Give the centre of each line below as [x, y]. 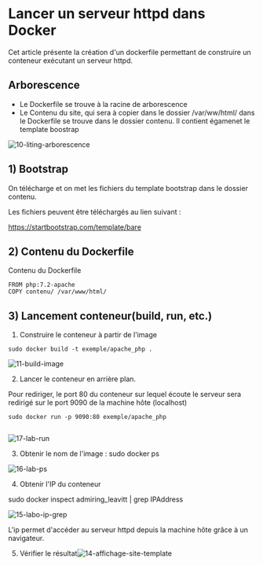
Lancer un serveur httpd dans [107, 14]
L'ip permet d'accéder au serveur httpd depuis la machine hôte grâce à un [128, 530]
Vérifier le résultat [48, 553]
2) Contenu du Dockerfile [71, 251]
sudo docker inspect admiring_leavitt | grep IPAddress [96, 499]
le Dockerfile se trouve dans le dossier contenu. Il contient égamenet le [135, 121]
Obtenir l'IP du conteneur [60, 484]
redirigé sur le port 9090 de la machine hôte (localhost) [98, 402]
